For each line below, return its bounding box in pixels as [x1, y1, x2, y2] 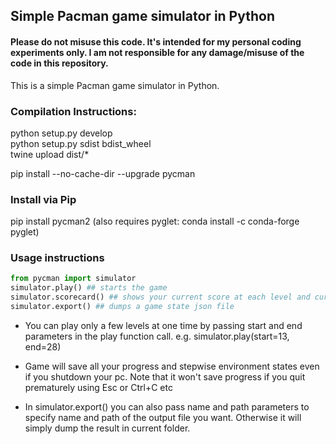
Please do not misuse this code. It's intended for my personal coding [10, 35, 302, 48]
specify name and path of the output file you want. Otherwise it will [24, 411, 302, 423]
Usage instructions [10, 251, 105, 265]
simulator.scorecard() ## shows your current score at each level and [10, 292, 311, 303]
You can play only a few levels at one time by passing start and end [24, 319, 303, 331]
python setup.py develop [10, 127, 113, 139]
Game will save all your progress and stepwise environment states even [24, 360, 320, 372]
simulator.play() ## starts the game [10, 283, 168, 293]
